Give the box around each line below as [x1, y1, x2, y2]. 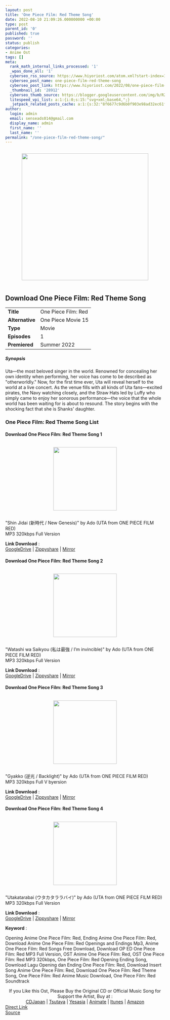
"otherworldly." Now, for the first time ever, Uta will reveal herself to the [5, 379, 154, 385]
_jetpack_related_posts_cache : [10, 102, 76, 107]
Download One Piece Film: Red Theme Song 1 [5, 431, 102, 437]
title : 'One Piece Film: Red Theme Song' [5, 12, 94, 17]
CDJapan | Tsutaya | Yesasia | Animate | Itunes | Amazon [25, 998, 145, 1005]
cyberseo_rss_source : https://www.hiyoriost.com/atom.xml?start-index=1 [10, 74, 166, 79]
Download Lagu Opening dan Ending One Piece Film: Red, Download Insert [5, 962, 162, 968]
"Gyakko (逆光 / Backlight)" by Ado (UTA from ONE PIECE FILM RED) [5, 773, 148, 779]
